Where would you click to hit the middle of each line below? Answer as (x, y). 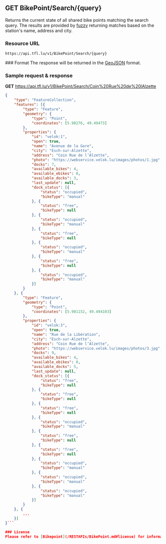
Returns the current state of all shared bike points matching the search (77, 20)
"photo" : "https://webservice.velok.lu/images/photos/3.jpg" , (97, 348)
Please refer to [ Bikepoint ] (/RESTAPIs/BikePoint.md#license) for (75, 537)
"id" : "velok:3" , (49, 325)
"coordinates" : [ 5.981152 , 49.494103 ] (71, 312)
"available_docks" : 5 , (55, 367)
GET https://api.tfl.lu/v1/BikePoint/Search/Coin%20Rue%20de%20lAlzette (81, 87)
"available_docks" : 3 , (55, 178)
